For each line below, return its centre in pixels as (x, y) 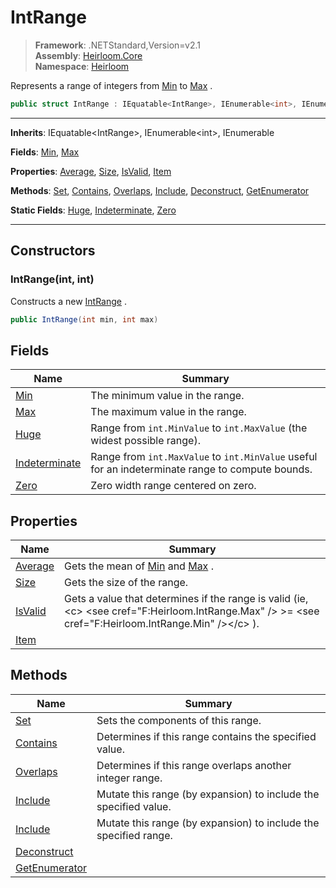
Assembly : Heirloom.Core (88, 55)
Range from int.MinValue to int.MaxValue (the (199, 428)
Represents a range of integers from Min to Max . (111, 85)
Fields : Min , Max (45, 152)
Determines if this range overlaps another (194, 765)
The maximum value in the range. (168, 412)
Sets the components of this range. (179, 720)
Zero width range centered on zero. (173, 486)
